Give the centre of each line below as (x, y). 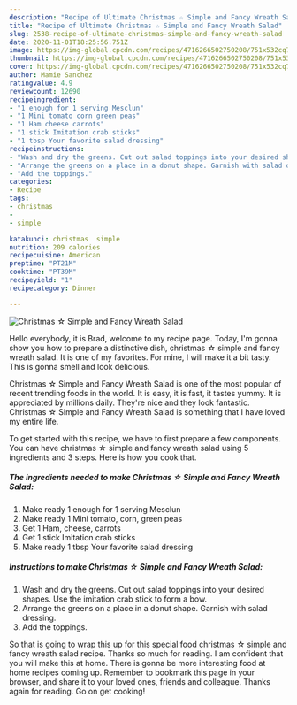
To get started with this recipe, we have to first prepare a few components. (145, 438)
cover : (21, 67)
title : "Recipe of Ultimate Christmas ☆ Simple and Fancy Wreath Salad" (146, 26)
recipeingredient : (43, 100)
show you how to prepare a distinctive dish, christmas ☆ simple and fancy (145, 348)
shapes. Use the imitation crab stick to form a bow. (114, 599)
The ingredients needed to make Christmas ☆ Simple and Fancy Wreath (145, 478)
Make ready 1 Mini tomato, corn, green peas (102, 518)
